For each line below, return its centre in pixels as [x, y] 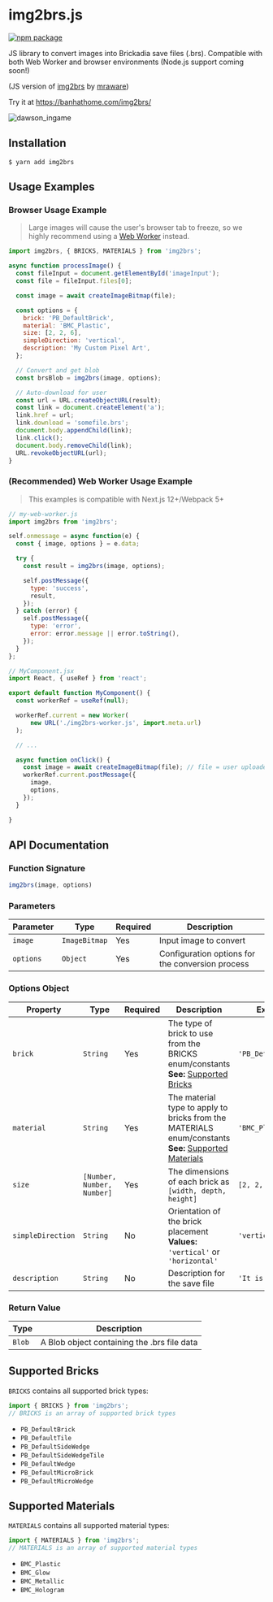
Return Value [35, 1308]
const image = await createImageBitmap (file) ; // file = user [130, 767]
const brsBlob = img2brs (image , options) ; [89, 378]
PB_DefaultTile [46, 1438]
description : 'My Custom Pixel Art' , [87, 348]
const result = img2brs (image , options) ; [94, 567]
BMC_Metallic [42, 1582]
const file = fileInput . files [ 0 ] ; [74, 281]
